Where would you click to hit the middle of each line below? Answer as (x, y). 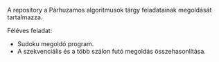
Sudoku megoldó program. (55, 44)
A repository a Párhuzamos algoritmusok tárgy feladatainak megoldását (109, 10)
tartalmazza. (25, 17)
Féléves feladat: (30, 31)
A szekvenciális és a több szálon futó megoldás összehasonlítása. (112, 51)
